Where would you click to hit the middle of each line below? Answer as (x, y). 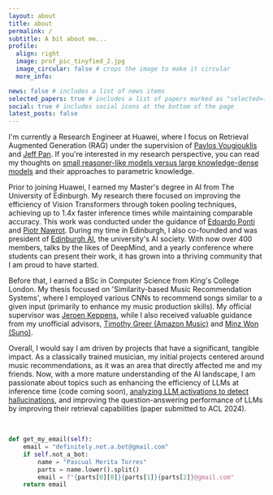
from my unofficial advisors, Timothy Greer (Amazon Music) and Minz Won (134, 324)
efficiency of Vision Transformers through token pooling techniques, (123, 205)
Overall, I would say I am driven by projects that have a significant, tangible (134, 348)
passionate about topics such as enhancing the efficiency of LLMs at (124, 383)
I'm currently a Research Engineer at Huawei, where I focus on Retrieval (129, 137)
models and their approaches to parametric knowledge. (102, 172)
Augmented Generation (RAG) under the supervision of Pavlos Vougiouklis (133, 145)
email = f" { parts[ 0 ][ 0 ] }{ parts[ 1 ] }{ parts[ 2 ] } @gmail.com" (136, 477)
